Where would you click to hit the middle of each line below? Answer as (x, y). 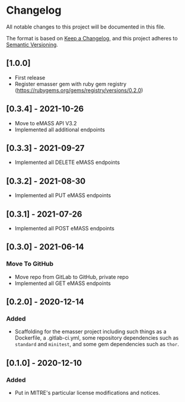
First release (30, 77)
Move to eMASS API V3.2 (46, 123)
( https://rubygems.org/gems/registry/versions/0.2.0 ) (79, 90)
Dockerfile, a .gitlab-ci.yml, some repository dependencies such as (97, 338)
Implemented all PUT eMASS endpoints (63, 195)
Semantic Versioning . (32, 45)
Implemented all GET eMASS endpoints (63, 283)
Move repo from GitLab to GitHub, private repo (72, 277)
